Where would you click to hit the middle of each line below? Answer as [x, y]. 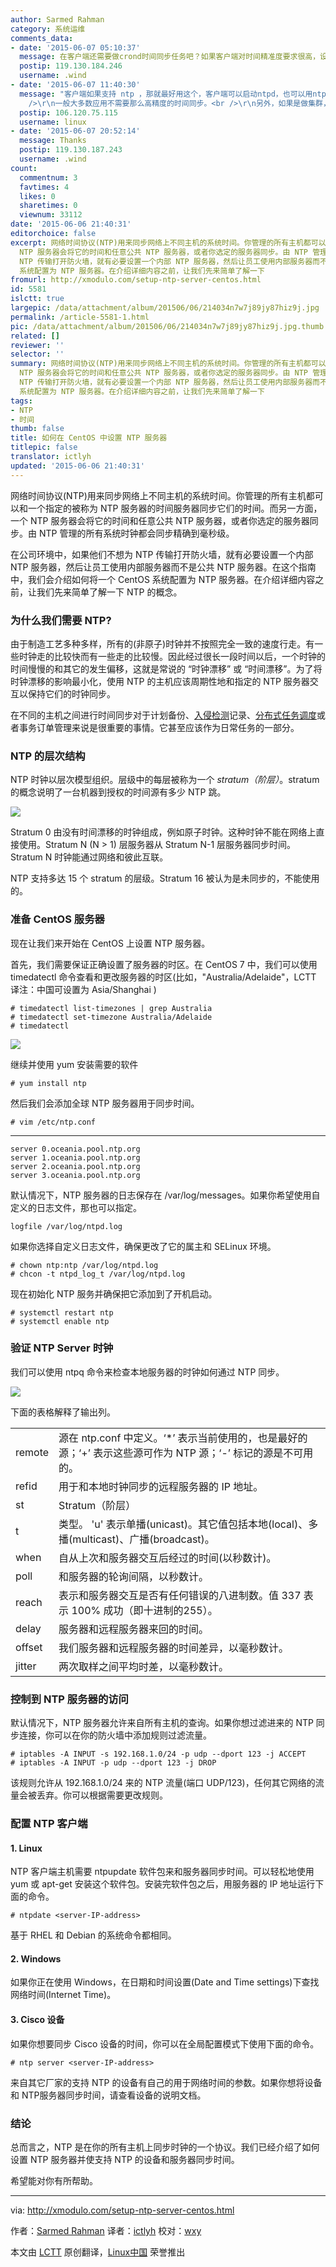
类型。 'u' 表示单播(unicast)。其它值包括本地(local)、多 [188, 1524]
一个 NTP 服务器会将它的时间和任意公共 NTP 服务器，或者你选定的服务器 [160, 520]
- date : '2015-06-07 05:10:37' [75, 47]
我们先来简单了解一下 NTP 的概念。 [109, 592]
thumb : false [37, 429]
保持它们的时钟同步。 [71, 693]
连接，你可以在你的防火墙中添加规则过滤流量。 [115, 1735]
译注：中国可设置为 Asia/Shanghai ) [83, 989]
